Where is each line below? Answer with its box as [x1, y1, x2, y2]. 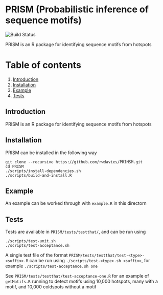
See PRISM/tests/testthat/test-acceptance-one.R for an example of [5, 273, 149, 279]
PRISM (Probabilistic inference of [5, 4, 149, 15]
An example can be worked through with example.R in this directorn [5, 200, 147, 206]
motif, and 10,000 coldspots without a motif [5, 284, 97, 290]
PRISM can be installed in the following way [5, 150, 97, 156]
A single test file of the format [5, 252, 68, 258]
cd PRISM [5, 164, 24, 169]
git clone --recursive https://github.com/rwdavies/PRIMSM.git [5, 159, 143, 164]
